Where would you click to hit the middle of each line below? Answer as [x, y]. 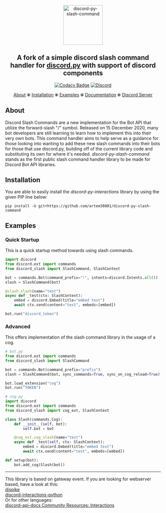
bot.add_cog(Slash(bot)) [40, 465]
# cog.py [14, 397]
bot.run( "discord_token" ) [32, 314]
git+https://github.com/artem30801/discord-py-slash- [95, 206]
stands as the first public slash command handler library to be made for [78, 159]
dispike [12, 489]
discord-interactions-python [34, 495]
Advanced [18, 326]
